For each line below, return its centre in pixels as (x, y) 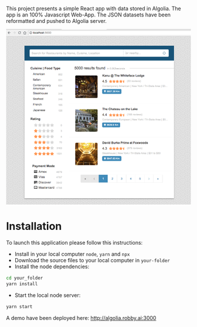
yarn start (19, 307)
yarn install (22, 284)
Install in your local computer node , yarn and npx (72, 254)
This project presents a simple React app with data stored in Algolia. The (94, 9)
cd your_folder (25, 278)
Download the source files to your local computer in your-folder (92, 260)
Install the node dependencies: (52, 266)
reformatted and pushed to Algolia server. (57, 21)
